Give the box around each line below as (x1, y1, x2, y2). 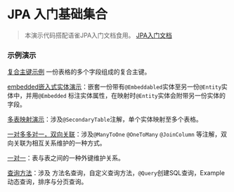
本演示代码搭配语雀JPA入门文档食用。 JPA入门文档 (24, 31, 172, 39)
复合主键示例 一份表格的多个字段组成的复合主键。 (7, 68, 151, 76)
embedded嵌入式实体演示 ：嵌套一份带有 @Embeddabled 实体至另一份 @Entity (7, 82, 222, 91)
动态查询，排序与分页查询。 (7, 177, 88, 186)
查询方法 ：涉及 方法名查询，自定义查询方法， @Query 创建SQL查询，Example (7, 169, 225, 177)
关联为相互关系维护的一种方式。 (13, 139, 106, 148)
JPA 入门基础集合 (7, 6, 108, 23)
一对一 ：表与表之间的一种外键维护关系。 (7, 154, 124, 162)
